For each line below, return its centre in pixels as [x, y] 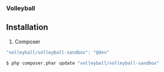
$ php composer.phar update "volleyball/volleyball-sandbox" [83, 63]
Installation [27, 27]
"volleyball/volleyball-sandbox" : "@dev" [58, 52]
